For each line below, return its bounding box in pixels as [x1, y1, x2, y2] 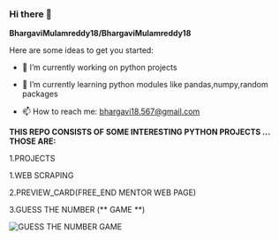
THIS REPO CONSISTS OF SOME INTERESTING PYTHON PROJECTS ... [9, 127, 271, 138]
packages [21, 88, 59, 100]
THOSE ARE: [9, 136, 57, 146]
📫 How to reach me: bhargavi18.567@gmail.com [21, 106, 200, 117]
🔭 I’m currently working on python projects [21, 62, 178, 73]
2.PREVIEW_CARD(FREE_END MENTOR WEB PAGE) [9, 187, 197, 198]
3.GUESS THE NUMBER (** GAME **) [9, 205, 146, 215]
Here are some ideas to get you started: [9, 45, 155, 56]
